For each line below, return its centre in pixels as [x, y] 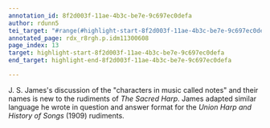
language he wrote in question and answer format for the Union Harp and [130, 107]
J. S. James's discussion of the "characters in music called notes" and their [133, 90]
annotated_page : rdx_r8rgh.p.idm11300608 [79, 38]
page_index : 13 [34, 46]
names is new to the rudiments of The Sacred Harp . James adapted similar [133, 98]
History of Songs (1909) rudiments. [66, 115]
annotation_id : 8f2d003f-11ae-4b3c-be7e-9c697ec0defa [100, 16]
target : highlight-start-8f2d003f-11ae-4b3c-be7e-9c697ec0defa [117, 53]
